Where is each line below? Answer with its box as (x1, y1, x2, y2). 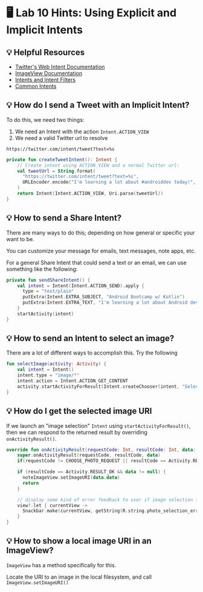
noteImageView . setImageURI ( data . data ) (22, 474, 120, 481)
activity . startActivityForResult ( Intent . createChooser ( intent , (17, 384, 180, 390)
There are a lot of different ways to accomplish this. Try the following (6, 349, 178, 356)
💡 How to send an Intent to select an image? (6, 333, 175, 344)
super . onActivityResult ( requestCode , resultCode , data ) (17, 452, 161, 459)
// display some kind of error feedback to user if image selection (17, 496, 193, 503)
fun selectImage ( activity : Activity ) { (6, 361, 107, 367)
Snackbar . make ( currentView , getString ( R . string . (22, 508, 147, 514)
